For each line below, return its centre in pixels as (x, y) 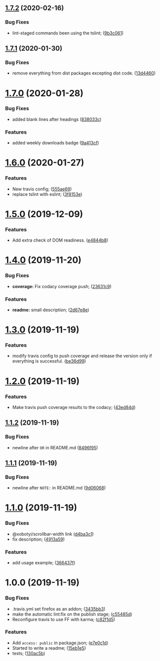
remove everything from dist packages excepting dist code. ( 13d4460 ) (84, 73)
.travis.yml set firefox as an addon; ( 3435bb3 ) (59, 609)
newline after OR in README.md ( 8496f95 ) (55, 447)
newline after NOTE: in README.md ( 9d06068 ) (59, 488)
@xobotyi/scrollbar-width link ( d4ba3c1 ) (53, 534)
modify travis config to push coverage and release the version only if (82, 356)
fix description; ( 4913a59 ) (38, 539)
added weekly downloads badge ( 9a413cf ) (56, 143)
